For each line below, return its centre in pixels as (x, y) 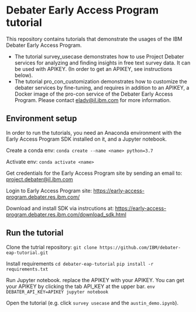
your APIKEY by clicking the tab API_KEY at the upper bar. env (80, 286)
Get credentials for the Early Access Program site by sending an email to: (94, 173)
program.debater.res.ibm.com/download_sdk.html (66, 214)
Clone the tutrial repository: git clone (52, 247)
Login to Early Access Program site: (49, 191)
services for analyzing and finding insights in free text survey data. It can (102, 63)
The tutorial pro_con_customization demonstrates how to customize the (101, 81)
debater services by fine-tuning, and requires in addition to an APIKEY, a (102, 87)
